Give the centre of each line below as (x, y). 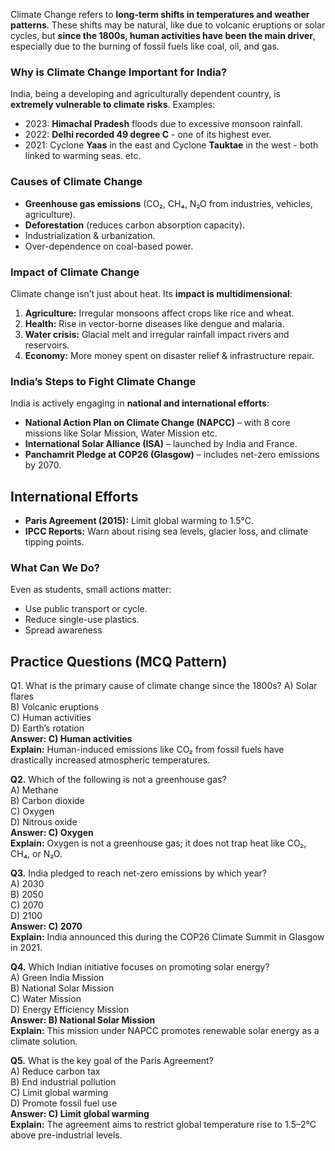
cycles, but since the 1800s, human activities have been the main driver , (163, 35)
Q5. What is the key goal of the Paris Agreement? (112, 1061)
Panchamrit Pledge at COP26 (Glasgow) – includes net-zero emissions (172, 455)
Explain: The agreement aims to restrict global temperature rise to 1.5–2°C (163, 1125)
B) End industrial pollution (63, 1082)
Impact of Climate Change (75, 272)
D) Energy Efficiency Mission (70, 1010)
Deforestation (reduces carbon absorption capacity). (135, 225)
